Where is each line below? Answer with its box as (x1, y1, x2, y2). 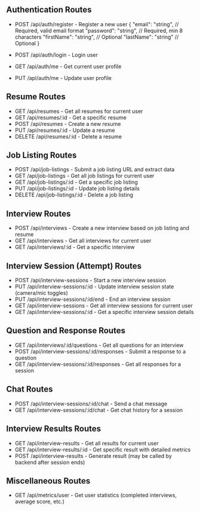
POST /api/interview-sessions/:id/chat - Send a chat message (14, 400, 168, 407)
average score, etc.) (14, 498, 64, 505)
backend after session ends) (14, 458, 85, 466)
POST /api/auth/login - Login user (14, 51, 99, 59)
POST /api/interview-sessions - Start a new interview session (14, 277, 166, 284)
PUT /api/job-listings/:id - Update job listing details (14, 185, 140, 192)
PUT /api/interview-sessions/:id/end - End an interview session (14, 295, 171, 303)
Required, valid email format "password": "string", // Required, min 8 (14, 27, 183, 34)
